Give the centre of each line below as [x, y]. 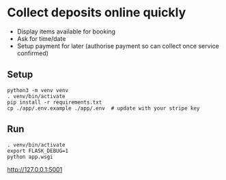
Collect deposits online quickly [97, 13]
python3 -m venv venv [38, 90]
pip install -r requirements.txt [55, 102]
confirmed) [33, 53]
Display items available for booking [66, 31]
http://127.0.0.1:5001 [35, 169]
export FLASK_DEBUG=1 [38, 151]
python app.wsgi [30, 157]
